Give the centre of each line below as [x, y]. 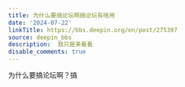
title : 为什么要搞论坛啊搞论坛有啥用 [62, 15]
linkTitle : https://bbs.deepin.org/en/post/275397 [93, 30]
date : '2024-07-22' [40, 23]
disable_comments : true [47, 52]
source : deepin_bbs [40, 37]
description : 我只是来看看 [50, 45]
